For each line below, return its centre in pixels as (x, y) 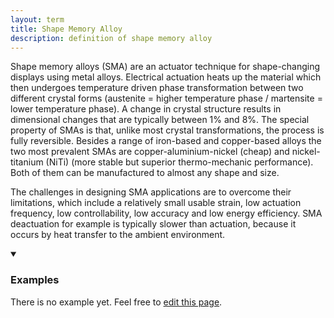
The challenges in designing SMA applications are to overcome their (151, 192)
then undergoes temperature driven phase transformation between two (157, 88)
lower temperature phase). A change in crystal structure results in (146, 109)
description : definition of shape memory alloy (111, 38)
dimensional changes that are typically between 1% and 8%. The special (160, 120)
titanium (27, 162)
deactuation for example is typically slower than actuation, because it (153, 224)
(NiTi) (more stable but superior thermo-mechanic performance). (179, 162)
